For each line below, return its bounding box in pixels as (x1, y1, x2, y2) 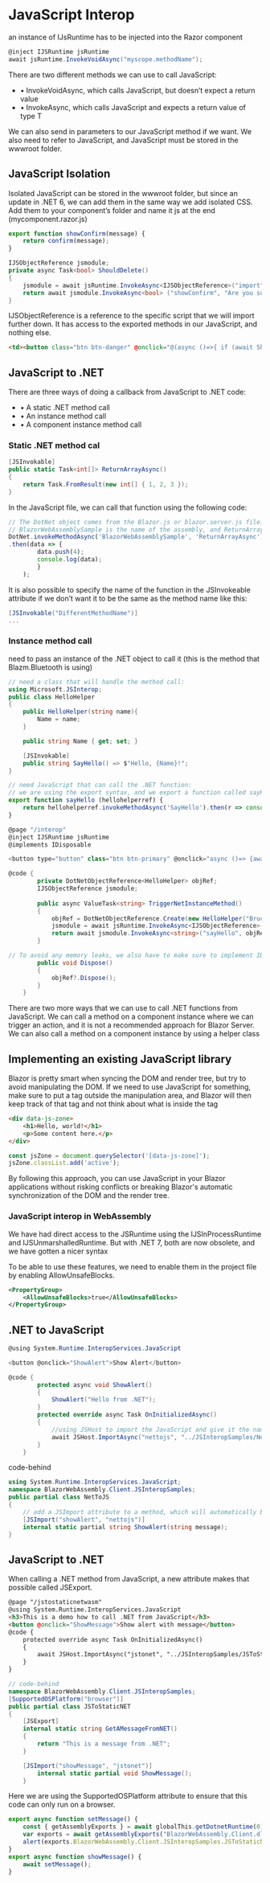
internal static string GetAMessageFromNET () (22, 1725, 178, 1733)
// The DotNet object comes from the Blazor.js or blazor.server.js (8, 518, 243, 526)
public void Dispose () (37, 958, 113, 966)
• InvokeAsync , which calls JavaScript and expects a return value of (19, 102, 247, 112)
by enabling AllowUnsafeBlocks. (8, 1270, 115, 1280)
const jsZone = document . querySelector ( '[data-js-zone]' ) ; (8, 1151, 211, 1159)
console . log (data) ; (37, 556, 103, 564)
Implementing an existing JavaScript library (8, 1052, 232, 1066)
